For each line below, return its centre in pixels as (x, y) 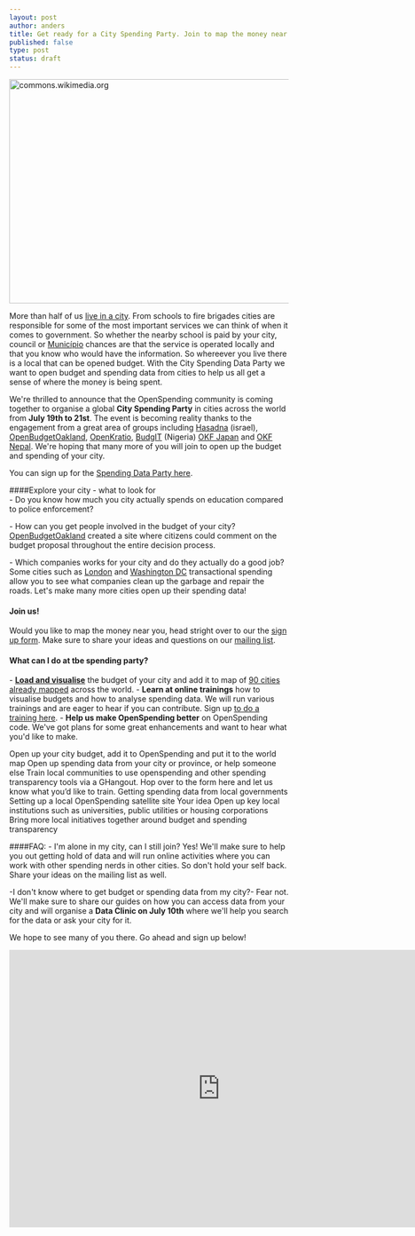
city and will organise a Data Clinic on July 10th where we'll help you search (149, 911)
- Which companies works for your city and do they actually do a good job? (147, 562)
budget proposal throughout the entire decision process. (112, 545)
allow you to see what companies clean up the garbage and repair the (137, 581)
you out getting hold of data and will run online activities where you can (140, 856)
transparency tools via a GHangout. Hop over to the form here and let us (141, 782)
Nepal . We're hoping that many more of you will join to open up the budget (145, 446)
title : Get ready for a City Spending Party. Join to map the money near (149, 34)
